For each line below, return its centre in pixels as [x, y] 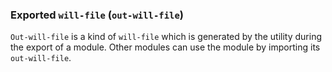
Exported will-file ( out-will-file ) [97, 15]
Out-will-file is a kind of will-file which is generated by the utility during [166, 37]
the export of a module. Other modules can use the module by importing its [165, 47]
